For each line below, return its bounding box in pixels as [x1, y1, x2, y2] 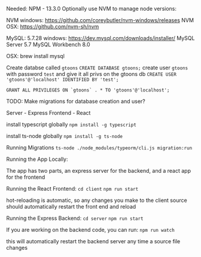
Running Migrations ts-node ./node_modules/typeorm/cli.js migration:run [6, 144, 193, 151]
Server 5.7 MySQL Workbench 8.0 [6, 41, 91, 48]
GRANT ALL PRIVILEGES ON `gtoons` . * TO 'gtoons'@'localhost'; [6, 87, 170, 93]
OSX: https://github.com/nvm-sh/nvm [6, 23, 99, 30]
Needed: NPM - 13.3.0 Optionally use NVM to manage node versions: [6, 5, 177, 12]
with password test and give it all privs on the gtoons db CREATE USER [6, 71, 176, 77]
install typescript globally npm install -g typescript [6, 121, 136, 128]
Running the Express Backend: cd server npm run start [6, 215, 144, 222]
